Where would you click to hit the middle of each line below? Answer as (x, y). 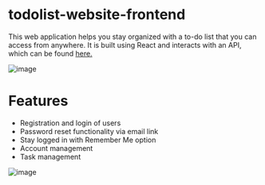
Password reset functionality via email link (89, 131)
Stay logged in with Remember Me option (88, 140)
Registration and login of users (70, 123)
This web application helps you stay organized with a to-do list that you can (132, 37)
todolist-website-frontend (97, 15)
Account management (56, 148)
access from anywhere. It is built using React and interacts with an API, (125, 44)
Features (38, 101)
